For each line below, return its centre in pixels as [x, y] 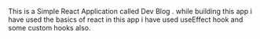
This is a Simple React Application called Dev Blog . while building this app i [130, 11]
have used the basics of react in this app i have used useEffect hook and [126, 19]
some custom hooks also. [49, 28]
